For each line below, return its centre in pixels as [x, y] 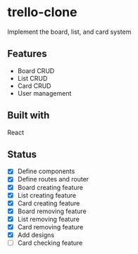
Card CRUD [34, 86]
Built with [29, 116]
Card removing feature [50, 227]
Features [27, 54]
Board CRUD [36, 70]
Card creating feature [49, 203]
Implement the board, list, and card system [69, 32]
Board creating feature [50, 187]
